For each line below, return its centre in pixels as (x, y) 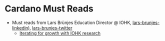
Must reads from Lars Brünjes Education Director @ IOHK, (72, 22)
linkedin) (21, 27)
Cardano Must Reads (49, 9)
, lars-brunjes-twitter (51, 27)
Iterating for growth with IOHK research (60, 33)
